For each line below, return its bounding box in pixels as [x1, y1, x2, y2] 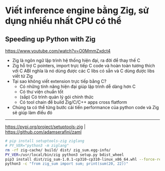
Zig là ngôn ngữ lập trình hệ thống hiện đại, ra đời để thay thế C [12, 57, 141, 63]
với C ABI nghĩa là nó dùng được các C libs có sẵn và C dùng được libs [12, 68, 155, 74]
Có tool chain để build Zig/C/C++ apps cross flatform [19, 99, 128, 105]
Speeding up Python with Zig [5, 35, 96, 43]
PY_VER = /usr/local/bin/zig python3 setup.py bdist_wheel [5, 152, 124, 157]
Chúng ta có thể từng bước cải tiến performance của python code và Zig [12, 105, 159, 110]
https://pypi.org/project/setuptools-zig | [5, 124, 86, 130]
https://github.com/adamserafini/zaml [5, 129, 82, 135]
